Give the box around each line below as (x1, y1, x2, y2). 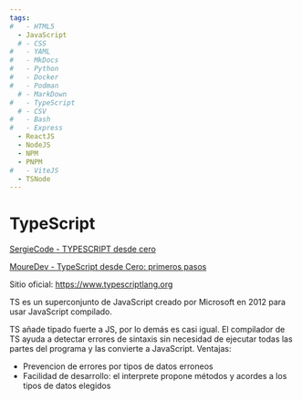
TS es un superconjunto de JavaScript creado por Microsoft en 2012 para (9, 297, 286, 308)
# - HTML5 (9, 22, 55, 31)
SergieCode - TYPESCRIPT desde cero (9, 243, 157, 255)
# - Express (9, 124, 64, 133)
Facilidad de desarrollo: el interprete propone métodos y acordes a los (22, 371, 287, 382)
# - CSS (17, 38, 47, 48)
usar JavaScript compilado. (9, 306, 112, 317)
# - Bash (9, 115, 51, 124)
